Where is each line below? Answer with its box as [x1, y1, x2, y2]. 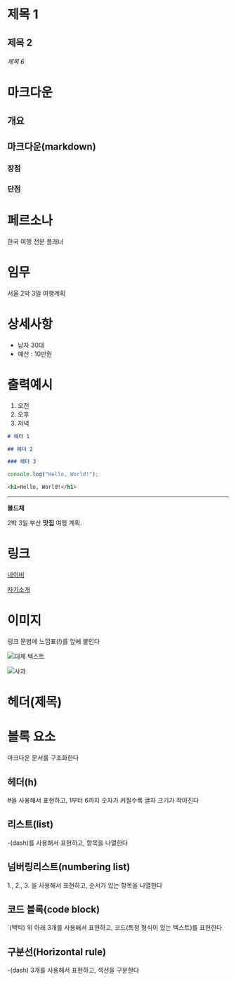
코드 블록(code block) [7, 903, 100, 915]
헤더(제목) [7, 694, 63, 710]
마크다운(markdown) [7, 141, 96, 153]
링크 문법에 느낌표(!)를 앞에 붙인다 [7, 637, 100, 645]
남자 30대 [17, 341, 44, 349]
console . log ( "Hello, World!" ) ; [7, 471, 99, 478]
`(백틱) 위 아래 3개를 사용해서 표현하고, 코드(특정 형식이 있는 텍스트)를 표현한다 [7, 923, 223, 932]
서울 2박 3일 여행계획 [7, 289, 66, 297]
